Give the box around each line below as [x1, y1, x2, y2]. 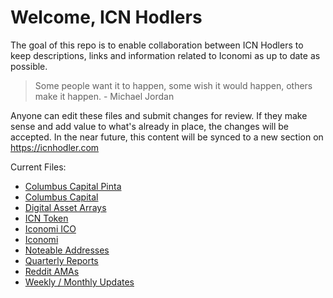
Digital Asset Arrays [24, 201, 107, 213]
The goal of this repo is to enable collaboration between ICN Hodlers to [10, 39, 304, 51]
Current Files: [10, 161, 67, 173]
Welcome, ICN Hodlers [10, 6, 203, 29]
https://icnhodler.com [10, 141, 100, 153]
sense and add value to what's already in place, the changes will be [10, 120, 289, 132]
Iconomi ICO [24, 222, 77, 235]
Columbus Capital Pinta [24, 180, 122, 192]
